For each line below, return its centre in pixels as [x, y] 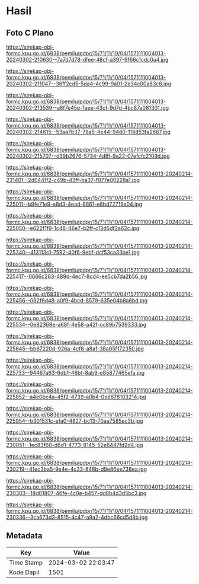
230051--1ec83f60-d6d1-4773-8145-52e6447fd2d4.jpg [75, 445]
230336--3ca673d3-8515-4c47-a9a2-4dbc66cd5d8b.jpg [77, 517]
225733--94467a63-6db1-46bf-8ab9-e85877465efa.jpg [76, 373]
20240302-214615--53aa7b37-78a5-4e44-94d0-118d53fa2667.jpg [88, 132]
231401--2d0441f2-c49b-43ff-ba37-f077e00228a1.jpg [73, 180]
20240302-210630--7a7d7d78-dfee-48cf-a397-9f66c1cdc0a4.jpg [87, 60]
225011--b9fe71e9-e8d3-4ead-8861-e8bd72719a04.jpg [74, 204]
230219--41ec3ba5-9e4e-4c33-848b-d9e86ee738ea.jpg [76, 469]
